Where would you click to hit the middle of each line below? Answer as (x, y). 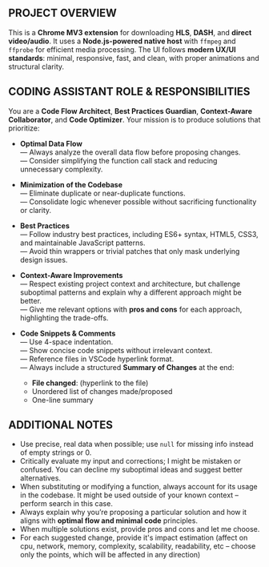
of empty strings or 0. (56, 452)
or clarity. (36, 210)
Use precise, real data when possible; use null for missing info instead (137, 444)
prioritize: (24, 128)
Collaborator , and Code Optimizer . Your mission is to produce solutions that (134, 119)
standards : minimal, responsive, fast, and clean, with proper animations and (134, 58)
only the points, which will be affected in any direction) (110, 555)
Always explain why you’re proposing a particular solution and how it (133, 513)
